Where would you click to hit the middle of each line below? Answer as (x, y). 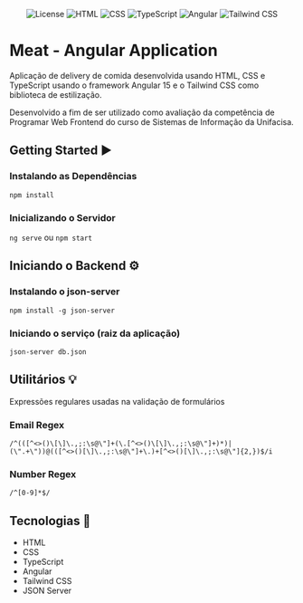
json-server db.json (48, 352)
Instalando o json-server (65, 292)
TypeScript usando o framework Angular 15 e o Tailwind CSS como (134, 85)
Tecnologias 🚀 (50, 521)
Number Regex (43, 474)
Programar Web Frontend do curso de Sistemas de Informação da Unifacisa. (151, 121)
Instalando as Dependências (73, 177)
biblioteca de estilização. (56, 94)
